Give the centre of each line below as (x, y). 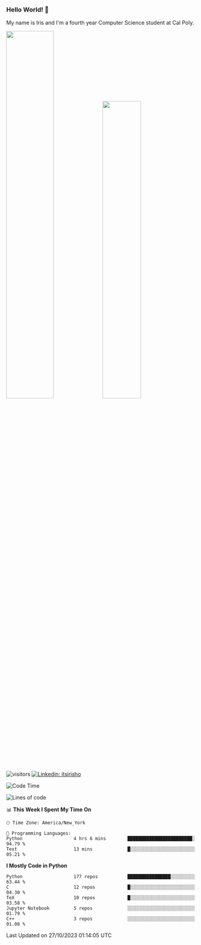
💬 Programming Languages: (39, 834)
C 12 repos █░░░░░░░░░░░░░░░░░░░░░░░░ (101, 887)
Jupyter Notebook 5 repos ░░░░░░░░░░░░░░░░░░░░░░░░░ (101, 909)
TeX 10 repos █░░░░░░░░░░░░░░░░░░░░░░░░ (101, 898)
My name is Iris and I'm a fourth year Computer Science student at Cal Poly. (100, 23)
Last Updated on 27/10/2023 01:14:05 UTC (59, 935)
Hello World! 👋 (28, 10)
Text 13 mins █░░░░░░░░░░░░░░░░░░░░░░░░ (101, 849)
